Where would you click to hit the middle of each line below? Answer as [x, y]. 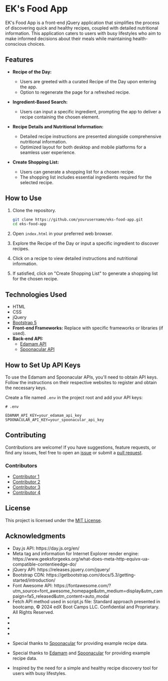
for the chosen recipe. [35, 279]
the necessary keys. [26, 388]
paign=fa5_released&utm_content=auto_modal [61, 596]
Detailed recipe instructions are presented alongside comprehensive [91, 136]
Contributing [26, 435]
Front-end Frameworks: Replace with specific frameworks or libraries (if [88, 328]
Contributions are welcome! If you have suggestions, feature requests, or [81, 447]
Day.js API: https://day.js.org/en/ [46, 548]
